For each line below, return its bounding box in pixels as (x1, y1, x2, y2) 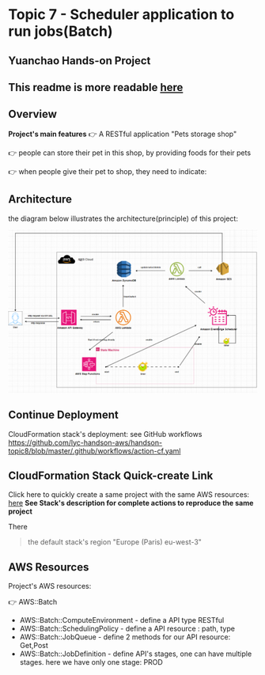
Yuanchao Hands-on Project (8, 54, 151, 67)
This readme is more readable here (8, 81, 184, 94)
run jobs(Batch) (8, 22, 113, 40)
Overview (8, 108, 58, 121)
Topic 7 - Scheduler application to (8, 6, 235, 24)
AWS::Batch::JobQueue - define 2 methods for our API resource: (19, 632, 231, 642)
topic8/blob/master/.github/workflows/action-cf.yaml (8, 446, 181, 456)
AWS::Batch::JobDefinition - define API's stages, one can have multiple (19, 649, 252, 658)
